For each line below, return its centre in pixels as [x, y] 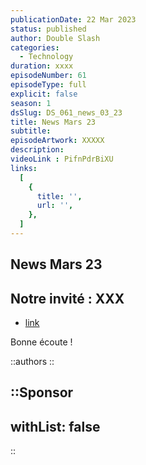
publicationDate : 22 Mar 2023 [73, 19]
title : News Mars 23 [53, 122]
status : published [48, 29]
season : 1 [31, 103]
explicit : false [44, 94]
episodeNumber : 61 [48, 76]
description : [37, 150]
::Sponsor [42, 392]
